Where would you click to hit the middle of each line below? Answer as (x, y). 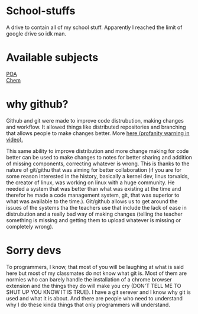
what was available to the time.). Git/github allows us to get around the (92, 201)
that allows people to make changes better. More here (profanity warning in (98, 133)
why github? (38, 104)
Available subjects (52, 58)
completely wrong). (30, 226)
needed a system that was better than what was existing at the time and (94, 188)
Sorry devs (34, 251)
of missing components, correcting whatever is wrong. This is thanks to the (98, 164)
